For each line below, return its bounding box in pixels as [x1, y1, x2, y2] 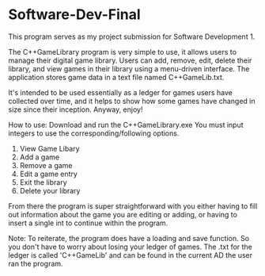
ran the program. [8, 259, 63, 268]
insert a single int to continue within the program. [8, 218, 168, 228]
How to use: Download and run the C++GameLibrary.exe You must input [8, 120, 244, 129]
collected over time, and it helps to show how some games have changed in [8, 96, 256, 105]
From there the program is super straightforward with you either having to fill [8, 201, 258, 211]
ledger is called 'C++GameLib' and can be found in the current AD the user [8, 250, 253, 259]
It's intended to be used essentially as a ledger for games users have [8, 87, 233, 97]
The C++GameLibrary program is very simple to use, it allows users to [8, 47, 237, 56]
